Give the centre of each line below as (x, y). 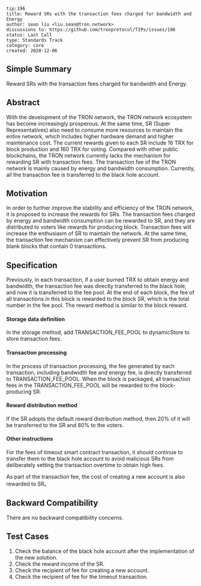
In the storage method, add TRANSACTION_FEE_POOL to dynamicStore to (98, 332)
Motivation (27, 193)
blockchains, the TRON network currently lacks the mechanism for (88, 155)
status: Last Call (29, 35)
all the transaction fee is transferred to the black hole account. (83, 174)
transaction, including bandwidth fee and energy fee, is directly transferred (99, 372)
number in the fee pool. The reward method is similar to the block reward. (97, 305)
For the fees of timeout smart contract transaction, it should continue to (94, 452)
